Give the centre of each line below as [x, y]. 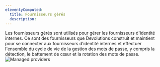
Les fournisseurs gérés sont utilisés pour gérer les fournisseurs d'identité [80, 33]
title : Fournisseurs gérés [38, 14]
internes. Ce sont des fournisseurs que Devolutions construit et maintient [80, 38]
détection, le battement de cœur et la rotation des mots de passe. [72, 54]
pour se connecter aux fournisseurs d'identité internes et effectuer [73, 44]
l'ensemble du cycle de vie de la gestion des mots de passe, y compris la [80, 49]
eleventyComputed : [24, 10]
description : [23, 19]
